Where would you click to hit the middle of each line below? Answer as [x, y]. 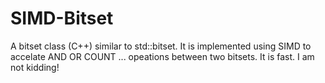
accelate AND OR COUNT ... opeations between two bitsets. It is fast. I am [162, 56]
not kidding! [35, 67]
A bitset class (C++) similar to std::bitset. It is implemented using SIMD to [161, 46]
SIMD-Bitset [62, 18]
